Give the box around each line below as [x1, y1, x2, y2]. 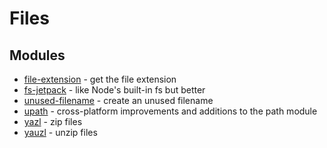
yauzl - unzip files [23, 127, 98, 138]
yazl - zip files [23, 116, 83, 127]
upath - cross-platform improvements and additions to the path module [23, 105, 318, 117]
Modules [9, 47, 66, 64]
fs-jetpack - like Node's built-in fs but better [23, 84, 206, 96]
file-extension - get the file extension [23, 73, 177, 85]
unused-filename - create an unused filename [23, 95, 214, 106]
